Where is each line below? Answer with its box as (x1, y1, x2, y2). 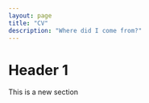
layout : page (8, 11, 52, 20)
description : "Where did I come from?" (8, 26, 143, 34)
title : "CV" (8, 19, 48, 27)
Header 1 (8, 61, 68, 79)
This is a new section (8, 87, 79, 97)
